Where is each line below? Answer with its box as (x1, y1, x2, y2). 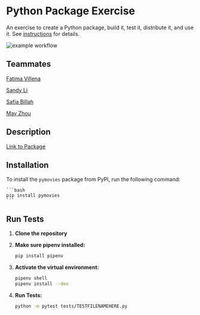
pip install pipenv (14, 253, 64, 259)
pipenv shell (14, 276, 48, 282)
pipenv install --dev (14, 280, 69, 287)
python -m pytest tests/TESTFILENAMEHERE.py (14, 303, 128, 309)
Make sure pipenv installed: (14, 242, 85, 249)
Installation (6, 160, 49, 170)
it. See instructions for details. (6, 30, 80, 37)
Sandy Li (6, 87, 28, 94)
